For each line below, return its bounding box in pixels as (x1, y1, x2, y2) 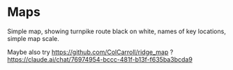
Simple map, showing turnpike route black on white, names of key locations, (7, 27, 227, 35)
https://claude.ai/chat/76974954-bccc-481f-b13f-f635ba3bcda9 (7, 55, 193, 63)
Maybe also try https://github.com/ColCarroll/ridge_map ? (7, 48, 174, 56)
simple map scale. (7, 34, 59, 42)
